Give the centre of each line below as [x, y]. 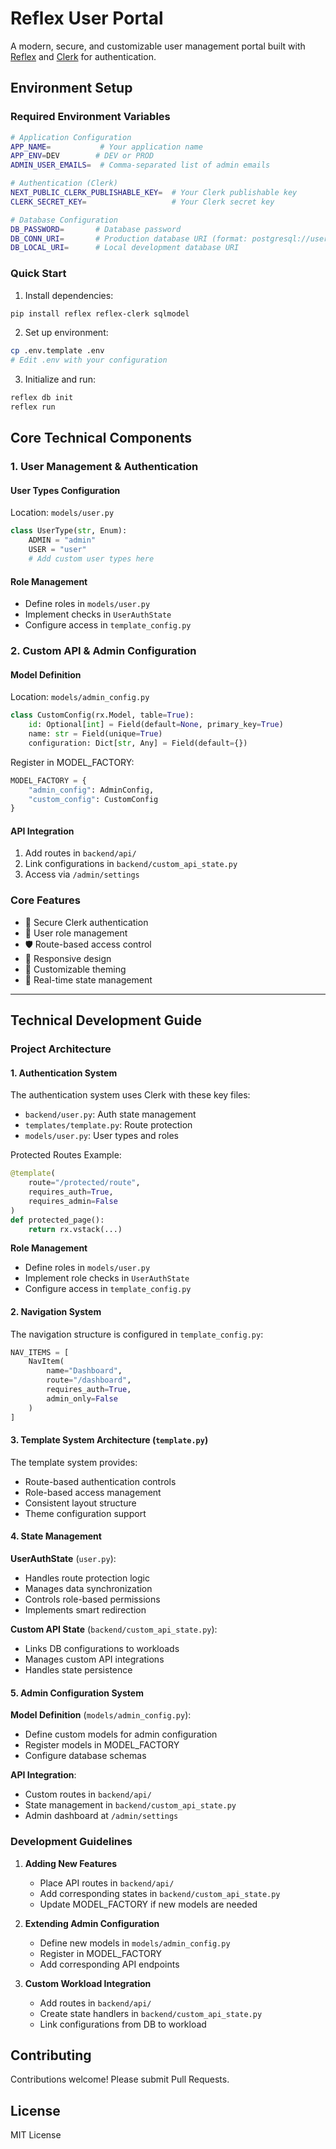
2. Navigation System [56, 1311]
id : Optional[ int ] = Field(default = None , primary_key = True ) [156, 725]
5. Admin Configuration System [77, 1693]
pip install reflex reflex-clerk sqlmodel [100, 313]
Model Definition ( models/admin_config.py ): [101, 1715]
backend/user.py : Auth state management [110, 1114]
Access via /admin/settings [82, 874]
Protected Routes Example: [66, 1155]
